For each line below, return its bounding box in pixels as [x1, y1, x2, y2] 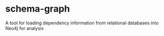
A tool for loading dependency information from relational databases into [5, 20, 159, 26]
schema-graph [5, 3, 70, 15]
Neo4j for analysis [5, 25, 44, 31]
